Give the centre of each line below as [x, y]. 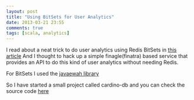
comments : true [25, 28]
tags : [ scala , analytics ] [38, 33]
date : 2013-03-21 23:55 [35, 22]
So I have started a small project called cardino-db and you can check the [96, 85]
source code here [27, 91]
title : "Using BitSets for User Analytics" [60, 17]
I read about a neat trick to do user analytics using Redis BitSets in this [91, 50]
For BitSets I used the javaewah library [53, 74]
